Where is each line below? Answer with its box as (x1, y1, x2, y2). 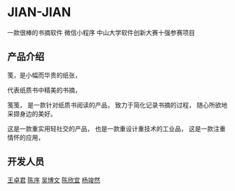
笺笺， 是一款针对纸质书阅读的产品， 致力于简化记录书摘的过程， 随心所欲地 (7, 100, 228, 109)
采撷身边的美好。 (7, 110, 57, 118)
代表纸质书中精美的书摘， (7, 86, 81, 94)
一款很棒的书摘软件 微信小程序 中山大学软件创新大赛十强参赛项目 (7, 28, 195, 37)
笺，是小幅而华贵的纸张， (7, 71, 81, 79)
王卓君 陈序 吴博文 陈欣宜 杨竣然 (7, 176, 100, 184)
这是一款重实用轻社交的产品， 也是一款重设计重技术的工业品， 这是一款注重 (7, 124, 226, 133)
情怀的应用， (7, 133, 44, 141)
